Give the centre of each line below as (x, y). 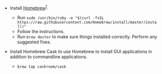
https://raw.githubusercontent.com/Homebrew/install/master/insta (87, 22)
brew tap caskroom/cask (42, 67)
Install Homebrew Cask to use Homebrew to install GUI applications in (81, 51)
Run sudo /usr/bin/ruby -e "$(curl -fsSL (61, 17)
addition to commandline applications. (49, 57)
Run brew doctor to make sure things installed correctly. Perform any (87, 37)
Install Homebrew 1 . (29, 8)
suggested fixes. (34, 42)
